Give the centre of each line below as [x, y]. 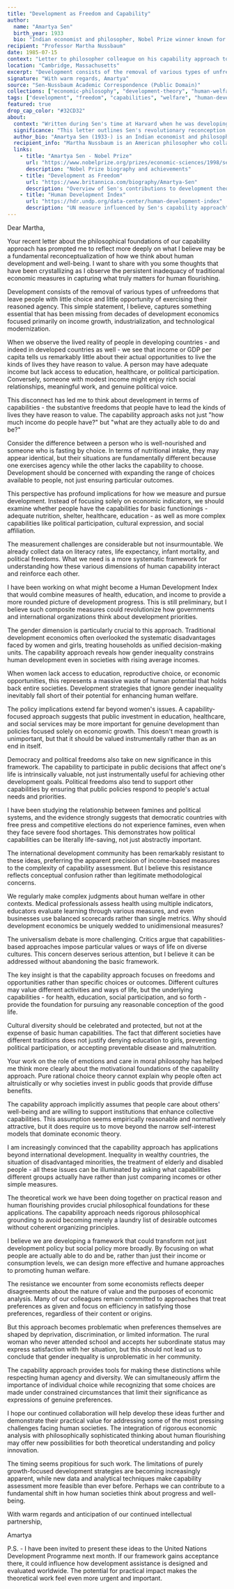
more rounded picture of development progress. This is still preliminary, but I [117, 602]
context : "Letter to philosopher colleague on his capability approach [113, 59]
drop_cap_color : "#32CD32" [46, 111]
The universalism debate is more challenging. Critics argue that [98, 939]
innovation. [23, 1450]
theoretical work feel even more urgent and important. [85, 1578]
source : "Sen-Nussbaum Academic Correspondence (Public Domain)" [104, 85]
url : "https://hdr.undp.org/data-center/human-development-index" [124, 202]
